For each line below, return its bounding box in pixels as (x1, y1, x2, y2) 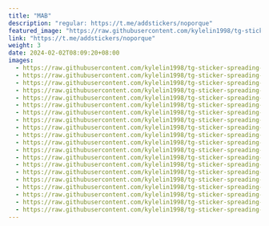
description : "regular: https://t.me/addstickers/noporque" (8, 19, 214, 27)
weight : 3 (8, 42, 42, 50)
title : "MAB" (8, 11, 52, 20)
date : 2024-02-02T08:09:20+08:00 (8, 49, 120, 57)
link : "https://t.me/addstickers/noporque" (8, 34, 156, 42)
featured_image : (8, 26, 62, 34)
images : (8, 57, 34, 65)
